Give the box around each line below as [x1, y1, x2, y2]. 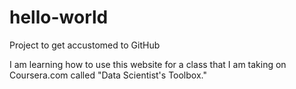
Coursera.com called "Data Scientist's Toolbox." [9, 69, 207, 81]
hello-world [9, 6, 109, 29]
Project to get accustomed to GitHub [9, 39, 161, 51]
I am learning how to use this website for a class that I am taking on [9, 58, 287, 70]
